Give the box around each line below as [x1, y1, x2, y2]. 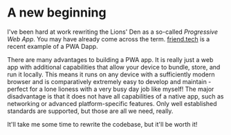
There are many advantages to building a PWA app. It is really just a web [7, 55, 214, 63]
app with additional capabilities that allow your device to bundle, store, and [7, 63, 221, 71]
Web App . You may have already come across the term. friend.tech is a [7, 34, 210, 43]
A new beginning [7, 5, 107, 21]
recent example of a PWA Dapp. [7, 42, 98, 50]
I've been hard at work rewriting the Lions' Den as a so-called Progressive [7, 28, 218, 36]
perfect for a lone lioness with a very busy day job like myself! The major [7, 85, 214, 93]
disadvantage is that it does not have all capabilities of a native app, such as [7, 92, 224, 101]
